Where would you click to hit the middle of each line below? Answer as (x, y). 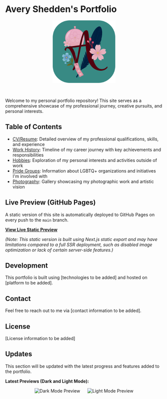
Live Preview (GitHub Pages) (50, 203)
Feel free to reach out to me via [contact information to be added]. (73, 310)
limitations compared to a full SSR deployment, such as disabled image (79, 244)
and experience (28, 144)
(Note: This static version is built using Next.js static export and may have (81, 239)
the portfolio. (18, 371)
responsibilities (28, 155)
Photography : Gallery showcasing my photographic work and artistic (83, 181)
